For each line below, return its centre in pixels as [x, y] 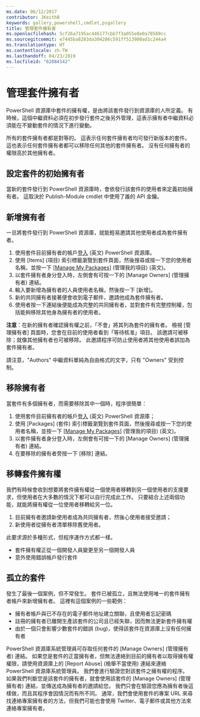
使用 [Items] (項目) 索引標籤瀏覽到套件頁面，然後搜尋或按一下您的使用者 [103, 260]
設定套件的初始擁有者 [45, 173]
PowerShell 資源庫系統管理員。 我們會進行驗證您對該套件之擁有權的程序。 [97, 671]
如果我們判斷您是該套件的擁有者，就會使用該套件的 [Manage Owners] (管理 [99, 678]
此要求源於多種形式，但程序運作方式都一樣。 [61, 537]
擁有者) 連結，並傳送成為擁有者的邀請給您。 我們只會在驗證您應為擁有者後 [97, 685]
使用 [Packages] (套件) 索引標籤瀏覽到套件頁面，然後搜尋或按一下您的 [101, 423]
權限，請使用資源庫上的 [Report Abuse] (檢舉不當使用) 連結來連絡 [86, 663]
